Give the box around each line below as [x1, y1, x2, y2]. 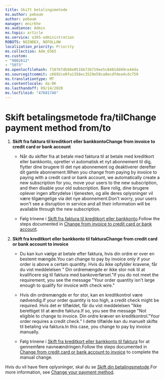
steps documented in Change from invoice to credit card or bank [19, 221, 152, 227]
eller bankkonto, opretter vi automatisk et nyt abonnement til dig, [19, 159, 152, 165]
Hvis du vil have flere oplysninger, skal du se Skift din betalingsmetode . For [5, 364, 158, 370]
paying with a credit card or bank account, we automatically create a [19, 175, 160, 181]
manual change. [19, 354, 53, 360]
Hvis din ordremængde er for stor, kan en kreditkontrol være [19, 292, 143, 298]
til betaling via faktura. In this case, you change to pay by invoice [19, 323, 151, 330]
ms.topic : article [5, 30, 43, 35]
